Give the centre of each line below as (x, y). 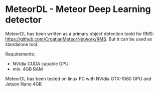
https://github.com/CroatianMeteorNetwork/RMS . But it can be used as (79, 39)
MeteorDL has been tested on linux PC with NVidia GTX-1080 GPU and (78, 78)
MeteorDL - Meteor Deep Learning (78, 9)
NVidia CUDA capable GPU (40, 63)
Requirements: (20, 54)
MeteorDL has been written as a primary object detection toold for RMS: (80, 33)
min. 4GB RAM (28, 69)
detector (24, 20)
